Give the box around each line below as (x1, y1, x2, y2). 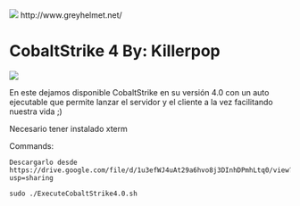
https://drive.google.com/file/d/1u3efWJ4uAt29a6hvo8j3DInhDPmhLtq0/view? (9, 165, 294, 175)
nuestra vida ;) (9, 106, 62, 117)
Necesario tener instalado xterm (9, 123, 128, 134)
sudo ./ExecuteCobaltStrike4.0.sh (9, 189, 138, 198)
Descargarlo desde (9, 158, 78, 167)
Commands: (9, 140, 54, 151)
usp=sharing (9, 173, 54, 182)
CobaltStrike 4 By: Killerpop (9, 41, 221, 62)
